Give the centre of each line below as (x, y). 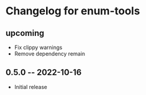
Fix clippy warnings (38, 47)
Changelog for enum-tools (73, 11)
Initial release (31, 87)
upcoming (25, 33)
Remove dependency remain (50, 54)
